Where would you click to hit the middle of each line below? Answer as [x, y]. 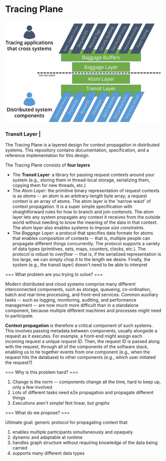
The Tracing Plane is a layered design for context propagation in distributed [83, 145]
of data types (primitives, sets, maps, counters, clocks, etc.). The [79, 249]
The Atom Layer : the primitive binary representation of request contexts [86, 191]
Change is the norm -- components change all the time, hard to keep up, [86, 382]
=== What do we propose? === [38, 413]
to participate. [19, 316]
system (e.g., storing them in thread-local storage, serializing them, [81, 180]
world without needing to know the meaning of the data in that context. [85, 222]
